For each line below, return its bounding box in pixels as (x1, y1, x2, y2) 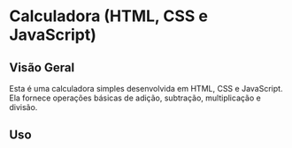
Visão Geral (9, 60, 75, 75)
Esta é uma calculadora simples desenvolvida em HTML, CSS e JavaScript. (9, 84, 283, 93)
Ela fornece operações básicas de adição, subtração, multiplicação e (9, 92, 261, 103)
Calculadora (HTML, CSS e (9, 6, 208, 26)
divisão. (9, 102, 38, 112)
